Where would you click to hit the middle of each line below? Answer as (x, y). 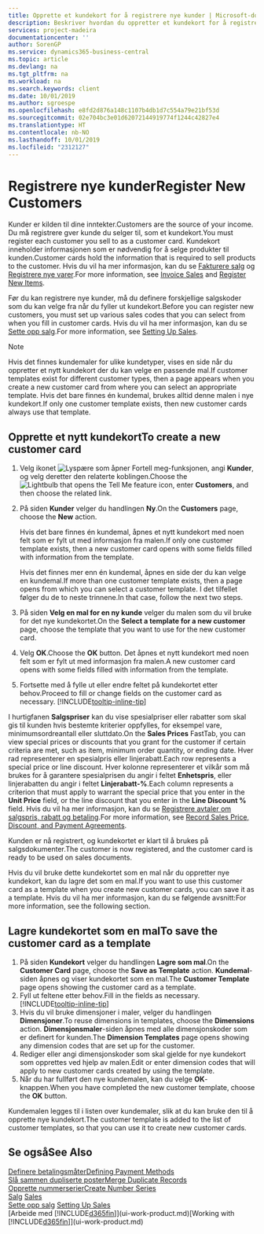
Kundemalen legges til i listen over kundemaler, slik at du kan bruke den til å (131, 1111)
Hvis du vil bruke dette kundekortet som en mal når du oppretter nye (119, 873)
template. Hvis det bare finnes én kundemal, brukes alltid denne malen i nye (131, 396)
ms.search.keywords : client (54, 88)
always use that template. (49, 412)
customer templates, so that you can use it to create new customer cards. (128, 1127)
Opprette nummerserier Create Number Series (82, 1188)
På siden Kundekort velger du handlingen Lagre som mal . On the (124, 962)
